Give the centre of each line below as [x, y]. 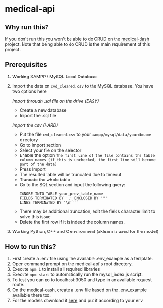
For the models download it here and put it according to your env [78, 300]
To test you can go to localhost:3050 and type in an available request [82, 279]
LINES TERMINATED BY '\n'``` [49, 202]
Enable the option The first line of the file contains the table [87, 155]
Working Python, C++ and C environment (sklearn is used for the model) [85, 231]
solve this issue [35, 216]
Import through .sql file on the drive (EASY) [56, 101]
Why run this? [27, 27]
